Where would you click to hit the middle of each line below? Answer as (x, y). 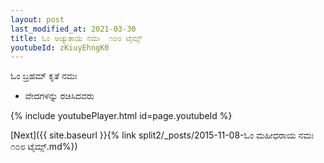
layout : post (37, 19)
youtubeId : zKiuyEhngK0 (60, 47)
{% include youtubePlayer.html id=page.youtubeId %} (121, 116)
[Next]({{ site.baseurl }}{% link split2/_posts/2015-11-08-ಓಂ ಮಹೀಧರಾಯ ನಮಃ (162, 135)
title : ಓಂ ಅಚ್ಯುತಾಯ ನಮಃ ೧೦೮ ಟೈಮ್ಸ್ (76, 38)
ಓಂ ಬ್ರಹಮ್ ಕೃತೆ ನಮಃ (44, 76)
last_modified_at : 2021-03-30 (73, 29)
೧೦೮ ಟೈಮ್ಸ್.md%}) (44, 147)
